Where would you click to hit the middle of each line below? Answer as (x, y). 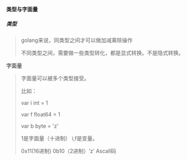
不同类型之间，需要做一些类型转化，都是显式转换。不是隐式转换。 (102, 53)
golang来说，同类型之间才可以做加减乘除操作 (77, 40)
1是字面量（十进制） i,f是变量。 (59, 138)
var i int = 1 (34, 103)
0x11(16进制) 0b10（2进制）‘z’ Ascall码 (68, 151)
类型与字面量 (22, 9)
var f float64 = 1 (40, 114)
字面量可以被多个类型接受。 (55, 78)
